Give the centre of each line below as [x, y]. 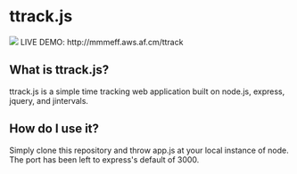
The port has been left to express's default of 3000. [104, 159]
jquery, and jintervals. [49, 100]
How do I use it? [54, 129]
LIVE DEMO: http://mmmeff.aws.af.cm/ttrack [102, 42]
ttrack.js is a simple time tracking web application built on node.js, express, [147, 91]
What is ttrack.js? [59, 70]
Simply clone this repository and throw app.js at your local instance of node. [149, 150]
